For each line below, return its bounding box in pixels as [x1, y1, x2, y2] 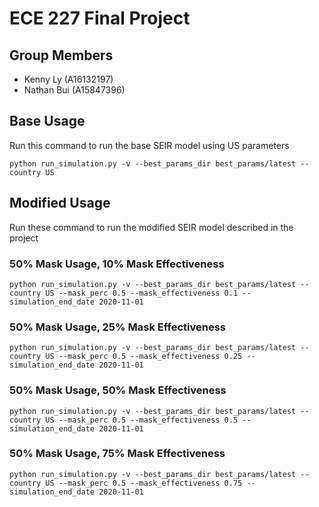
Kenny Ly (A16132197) [23, 73, 114, 85]
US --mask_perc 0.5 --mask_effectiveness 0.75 [45, 478, 243, 488]
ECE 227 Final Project [9, 7, 191, 30]
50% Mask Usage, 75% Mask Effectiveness [9, 447, 226, 461]
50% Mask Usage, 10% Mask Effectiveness [9, 257, 225, 271]
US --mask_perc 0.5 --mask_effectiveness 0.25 [45, 352, 243, 362]
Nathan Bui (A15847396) [23, 84, 126, 96]
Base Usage [9, 113, 86, 130]
